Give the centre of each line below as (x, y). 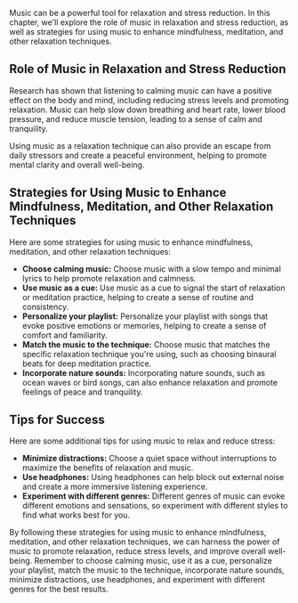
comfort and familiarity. (65, 335)
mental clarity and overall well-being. (77, 165)
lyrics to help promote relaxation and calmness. (109, 278)
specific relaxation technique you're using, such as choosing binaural (149, 354)
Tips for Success (57, 420)
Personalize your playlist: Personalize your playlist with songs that (145, 316)
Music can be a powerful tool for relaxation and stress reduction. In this (140, 13)
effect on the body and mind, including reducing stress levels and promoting (149, 100)
